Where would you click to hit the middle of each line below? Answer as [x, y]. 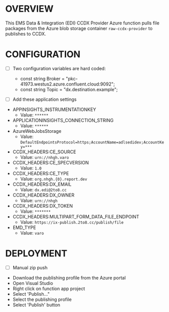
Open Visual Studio [33, 283]
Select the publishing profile [42, 299]
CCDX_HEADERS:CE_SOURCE [44, 152]
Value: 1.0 [31, 168]
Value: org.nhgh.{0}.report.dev [54, 179]
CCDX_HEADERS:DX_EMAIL [42, 184]
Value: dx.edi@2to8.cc [44, 190]
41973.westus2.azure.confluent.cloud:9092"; [67, 84]
